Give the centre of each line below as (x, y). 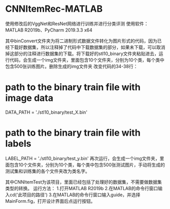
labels (18, 144)
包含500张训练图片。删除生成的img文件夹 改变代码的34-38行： (72, 66)
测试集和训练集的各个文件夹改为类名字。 (47, 171)
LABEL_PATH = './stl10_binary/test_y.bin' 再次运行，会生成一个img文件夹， (82, 158)
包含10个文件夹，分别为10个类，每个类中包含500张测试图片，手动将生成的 (87, 165)
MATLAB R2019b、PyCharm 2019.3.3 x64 (49, 30)
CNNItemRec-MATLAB (54, 9)
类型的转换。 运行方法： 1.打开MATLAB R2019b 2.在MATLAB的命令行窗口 (82, 188)
